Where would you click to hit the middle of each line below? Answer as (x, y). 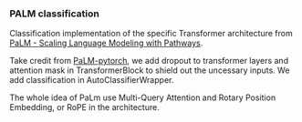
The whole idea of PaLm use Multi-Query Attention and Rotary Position (143, 97)
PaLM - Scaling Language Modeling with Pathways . (106, 43)
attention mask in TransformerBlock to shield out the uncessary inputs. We (150, 70)
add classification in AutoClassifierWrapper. (92, 80)
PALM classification (55, 14)
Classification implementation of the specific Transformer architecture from (151, 34)
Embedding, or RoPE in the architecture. (84, 107)
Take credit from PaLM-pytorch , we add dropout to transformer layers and (149, 61)
